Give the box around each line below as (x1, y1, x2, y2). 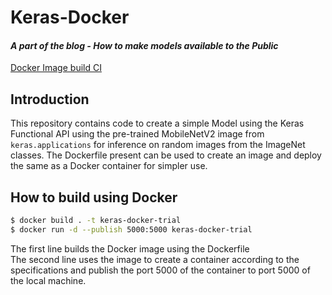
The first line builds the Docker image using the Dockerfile (10, 242, 250, 255)
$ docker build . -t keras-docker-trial (10, 216, 182, 226)
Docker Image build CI (10, 62, 102, 74)
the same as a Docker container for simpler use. (10, 160, 208, 172)
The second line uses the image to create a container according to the (10, 253, 300, 265)
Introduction (10, 91, 90, 108)
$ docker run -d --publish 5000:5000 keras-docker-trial (10, 224, 253, 235)
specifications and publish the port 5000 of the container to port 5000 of (10, 264, 311, 276)
